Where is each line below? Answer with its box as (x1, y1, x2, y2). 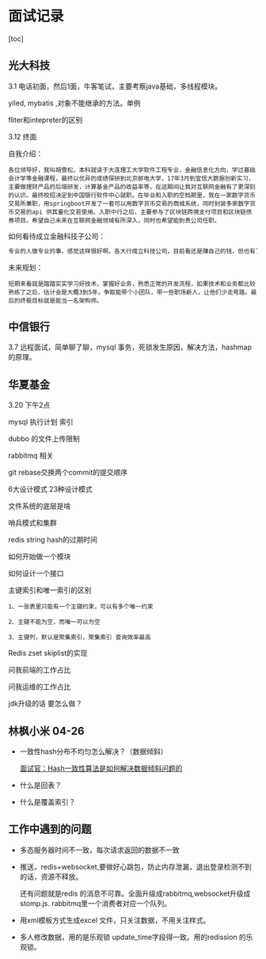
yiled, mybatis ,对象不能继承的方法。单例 (8, 98, 141, 108)
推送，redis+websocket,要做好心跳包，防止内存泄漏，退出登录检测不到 (19, 862, 252, 871)
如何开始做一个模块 (8, 552, 71, 561)
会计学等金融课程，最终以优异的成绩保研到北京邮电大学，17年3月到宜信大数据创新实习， (8, 174, 255, 182)
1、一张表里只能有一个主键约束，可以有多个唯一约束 (8, 603, 154, 611)
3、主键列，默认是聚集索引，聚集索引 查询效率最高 (8, 634, 151, 641)
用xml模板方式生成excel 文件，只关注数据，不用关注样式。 (19, 915, 211, 925)
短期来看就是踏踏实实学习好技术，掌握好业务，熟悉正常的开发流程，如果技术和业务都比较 (8, 280, 256, 287)
